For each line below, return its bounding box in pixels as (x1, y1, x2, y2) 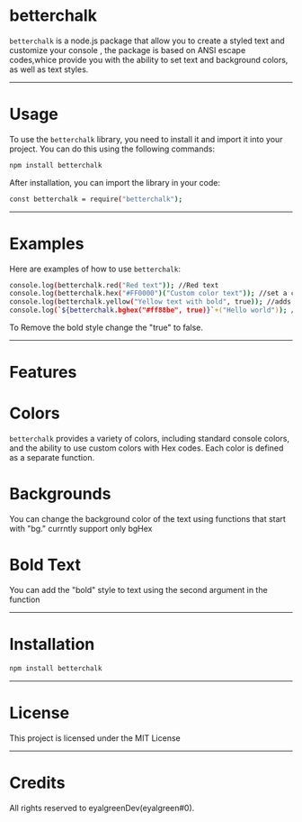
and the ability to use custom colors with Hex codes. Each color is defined (9, 443, 284, 453)
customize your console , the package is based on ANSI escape (9, 44, 246, 55)
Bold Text (9, 555, 82, 575)
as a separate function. (9, 452, 95, 463)
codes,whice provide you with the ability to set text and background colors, (9, 54, 289, 65)
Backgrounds (9, 484, 111, 505)
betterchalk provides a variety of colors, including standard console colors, (9, 434, 290, 444)
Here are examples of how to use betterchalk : (9, 263, 182, 274)
